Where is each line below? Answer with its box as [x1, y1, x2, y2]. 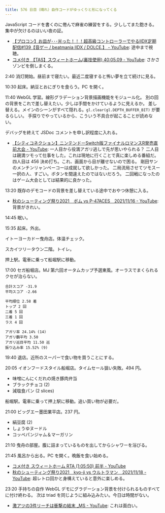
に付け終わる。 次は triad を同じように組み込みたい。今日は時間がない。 [5, 492, 152, 498]
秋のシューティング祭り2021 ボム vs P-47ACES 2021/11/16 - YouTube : [12, 198, 159, 204]
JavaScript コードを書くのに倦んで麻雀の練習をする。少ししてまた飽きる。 [5, 21, 157, 27]
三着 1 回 [5, 315, 23, 319]
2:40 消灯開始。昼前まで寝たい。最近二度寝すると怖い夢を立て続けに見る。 [5, 73, 159, 79]
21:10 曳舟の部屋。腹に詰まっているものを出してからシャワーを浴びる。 [5, 442, 150, 448]
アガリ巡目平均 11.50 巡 [5, 340, 50, 345]
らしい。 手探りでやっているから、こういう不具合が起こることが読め [9, 113, 149, 118]
